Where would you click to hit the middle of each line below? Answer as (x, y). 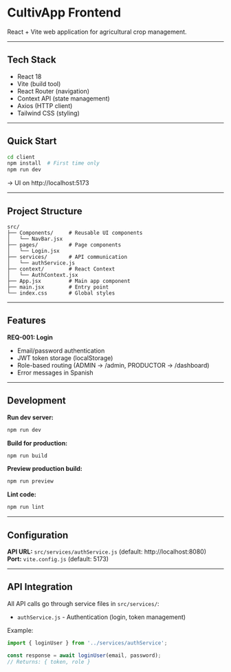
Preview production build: (45, 469)
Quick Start (32, 141)
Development (37, 401)
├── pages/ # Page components (64, 245)
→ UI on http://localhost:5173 (48, 183)
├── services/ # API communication (67, 257)
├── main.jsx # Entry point (58, 287)
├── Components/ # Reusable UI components (75, 233)
